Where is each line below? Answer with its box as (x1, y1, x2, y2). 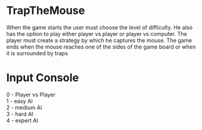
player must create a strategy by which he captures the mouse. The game (6, 36, 192, 44)
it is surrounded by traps (6, 49, 68, 56)
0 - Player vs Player (6, 91, 56, 98)
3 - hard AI (6, 110, 34, 117)
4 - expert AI (6, 117, 38, 124)
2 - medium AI (6, 104, 43, 111)
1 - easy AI (6, 97, 33, 104)
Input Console (6, 71, 79, 85)
